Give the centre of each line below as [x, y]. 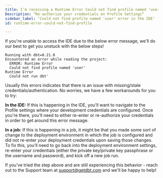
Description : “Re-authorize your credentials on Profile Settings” [75, 14]
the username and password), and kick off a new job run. [62, 156]
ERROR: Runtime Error [31, 64]
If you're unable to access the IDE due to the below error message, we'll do [80, 41]
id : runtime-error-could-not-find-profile [49, 23]
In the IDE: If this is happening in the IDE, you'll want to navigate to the [75, 105]
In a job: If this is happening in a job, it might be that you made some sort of [81, 130]
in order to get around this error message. [47, 121]
